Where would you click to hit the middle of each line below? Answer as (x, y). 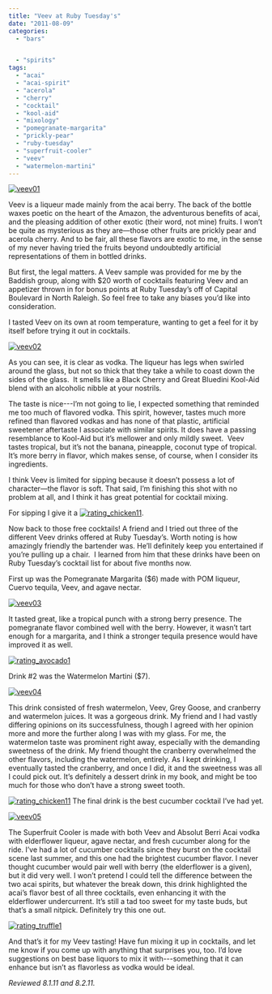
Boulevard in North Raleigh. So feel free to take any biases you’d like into (130, 298)
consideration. (32, 307)
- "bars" (30, 39)
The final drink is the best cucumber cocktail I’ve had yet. (168, 801)
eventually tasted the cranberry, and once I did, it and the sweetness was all (135, 768)
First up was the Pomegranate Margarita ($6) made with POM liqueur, (124, 579)
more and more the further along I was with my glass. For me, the (117, 734)
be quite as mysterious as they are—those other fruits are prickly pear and (132, 230)
